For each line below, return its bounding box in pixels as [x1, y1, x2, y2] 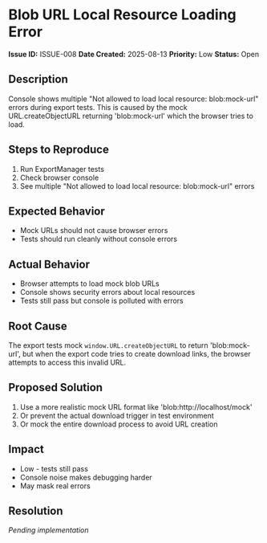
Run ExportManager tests [19, 164, 104, 174]
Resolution [8, 504, 63, 518]
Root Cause [8, 319, 68, 333]
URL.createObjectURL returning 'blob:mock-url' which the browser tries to [8, 111, 254, 120]
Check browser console [19, 173, 99, 182]
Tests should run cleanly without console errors [19, 235, 178, 244]
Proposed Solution [8, 381, 103, 394]
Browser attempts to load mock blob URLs [19, 279, 160, 288]
